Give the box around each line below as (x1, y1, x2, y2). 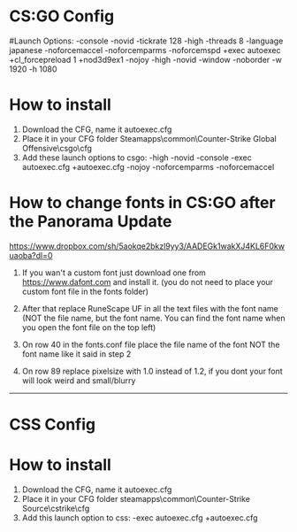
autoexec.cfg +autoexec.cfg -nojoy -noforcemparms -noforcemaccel (21, 161, 275, 172)
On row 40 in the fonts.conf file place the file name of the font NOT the (21, 339, 280, 350)
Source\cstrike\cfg (21, 503, 90, 513)
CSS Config (9, 414, 95, 435)
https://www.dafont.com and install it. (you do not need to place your (21, 276, 274, 287)
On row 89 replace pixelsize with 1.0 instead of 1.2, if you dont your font (21, 366, 283, 376)
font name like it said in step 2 (21, 348, 132, 359)
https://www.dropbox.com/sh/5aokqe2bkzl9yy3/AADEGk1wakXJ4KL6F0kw (9, 241, 286, 251)
